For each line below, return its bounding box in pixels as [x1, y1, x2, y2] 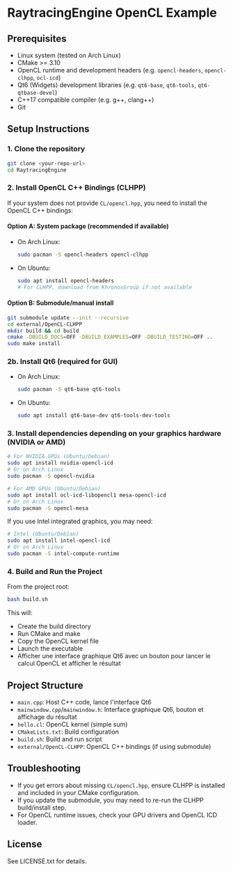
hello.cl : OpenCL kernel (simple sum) [17, 720, 128, 728]
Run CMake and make [17, 630, 81, 638]
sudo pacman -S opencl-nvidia [7, 473, 95, 480]
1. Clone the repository [7, 144, 86, 154]
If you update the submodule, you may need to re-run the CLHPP [17, 796, 204, 804]
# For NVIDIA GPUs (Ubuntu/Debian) [7, 453, 111, 460]
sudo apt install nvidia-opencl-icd [7, 460, 113, 467]
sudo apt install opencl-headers [17, 277, 115, 284]
